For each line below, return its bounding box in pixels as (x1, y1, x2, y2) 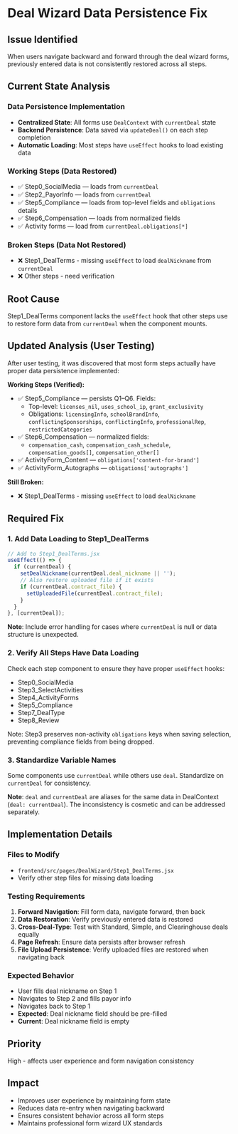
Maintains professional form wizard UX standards (17, 1118, 163, 1127)
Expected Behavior (7, 970, 75, 980)
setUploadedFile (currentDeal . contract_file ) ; (26, 590, 163, 597)
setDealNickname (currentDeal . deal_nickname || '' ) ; (20, 570, 176, 578)
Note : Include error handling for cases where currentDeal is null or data (7, 623, 217, 631)
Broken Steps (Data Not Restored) (7, 240, 126, 250)
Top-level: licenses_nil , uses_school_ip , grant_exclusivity (28, 402, 204, 410)
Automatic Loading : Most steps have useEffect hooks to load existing (17, 140, 224, 149)
